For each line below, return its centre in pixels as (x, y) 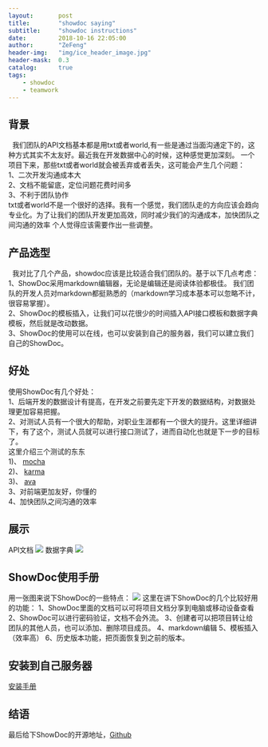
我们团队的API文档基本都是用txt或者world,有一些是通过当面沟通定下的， (130, 145)
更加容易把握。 (39, 411)
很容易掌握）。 (31, 303)
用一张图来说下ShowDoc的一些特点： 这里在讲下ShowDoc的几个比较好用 (133, 598)
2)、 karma (27, 471)
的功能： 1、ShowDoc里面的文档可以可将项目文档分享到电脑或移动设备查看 (131, 608)
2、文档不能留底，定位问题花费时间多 (70, 185)
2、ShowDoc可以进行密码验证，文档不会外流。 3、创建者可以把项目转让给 (131, 618)
